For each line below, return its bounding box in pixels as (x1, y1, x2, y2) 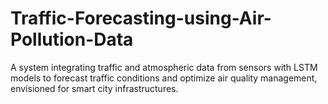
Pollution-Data (10, 28, 134, 51)
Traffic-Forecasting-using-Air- (10, 7, 272, 30)
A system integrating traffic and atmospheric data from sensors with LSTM (10, 61, 318, 73)
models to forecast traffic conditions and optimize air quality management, (10, 72, 318, 84)
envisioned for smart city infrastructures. (10, 82, 179, 94)
